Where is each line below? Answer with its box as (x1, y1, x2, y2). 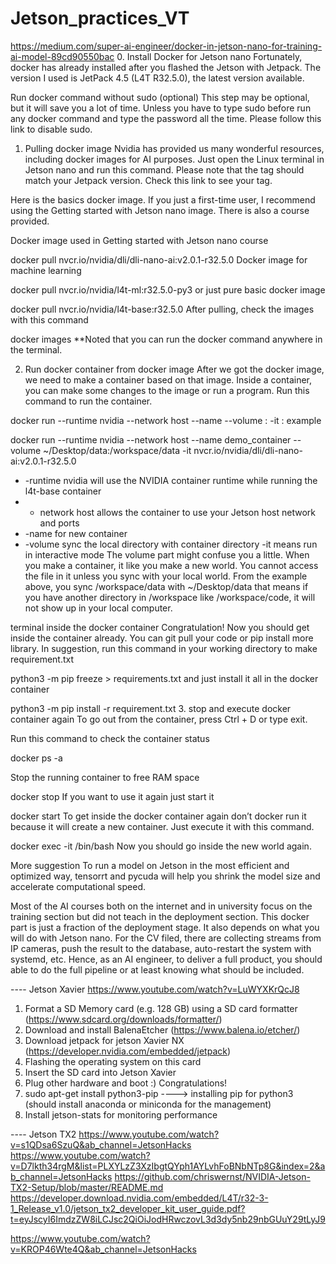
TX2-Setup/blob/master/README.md (10, 1181, 164, 1193)
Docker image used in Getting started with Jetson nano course (10, 234, 269, 246)
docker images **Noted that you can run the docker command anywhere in (10, 333, 323, 345)
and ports (39, 517, 80, 529)
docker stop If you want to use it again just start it (10, 790, 215, 802)
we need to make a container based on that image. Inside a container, (24, 373, 312, 386)
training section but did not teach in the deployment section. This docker (10, 910, 310, 922)
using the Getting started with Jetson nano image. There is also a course (10, 204, 310, 216)
